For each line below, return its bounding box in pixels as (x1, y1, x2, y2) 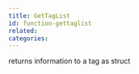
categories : (8, 34, 48, 43)
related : (8, 27, 38, 35)
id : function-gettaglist (8, 19, 92, 27)
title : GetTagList (8, 11, 70, 20)
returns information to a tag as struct (8, 56, 131, 66)
